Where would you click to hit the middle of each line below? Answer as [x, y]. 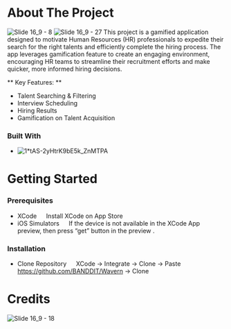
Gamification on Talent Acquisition [66, 118]
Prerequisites [30, 201]
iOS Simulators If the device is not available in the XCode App [109, 223]
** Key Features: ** [35, 82]
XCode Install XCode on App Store [70, 216]
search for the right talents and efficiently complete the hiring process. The [114, 47]
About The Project [61, 13]
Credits [29, 299]
